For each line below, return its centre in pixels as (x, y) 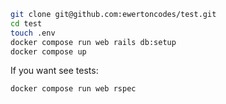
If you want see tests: (54, 71)
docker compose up (48, 51)
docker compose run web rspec (73, 89)
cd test (26, 23)
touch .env (33, 33)
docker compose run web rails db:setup (93, 42)
